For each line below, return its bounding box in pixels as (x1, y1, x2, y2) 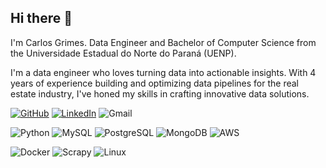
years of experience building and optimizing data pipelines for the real (10, 77, 300, 89)
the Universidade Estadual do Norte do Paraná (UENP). (10, 47, 237, 59)
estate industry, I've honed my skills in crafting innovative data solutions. (10, 87, 310, 100)
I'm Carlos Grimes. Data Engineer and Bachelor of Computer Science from (10, 36, 317, 48)
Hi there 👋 (10, 10, 73, 27)
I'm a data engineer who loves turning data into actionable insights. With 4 (10, 66, 317, 78)
